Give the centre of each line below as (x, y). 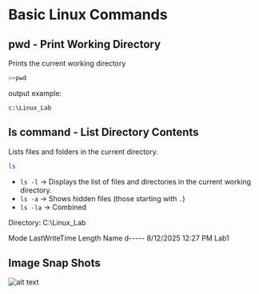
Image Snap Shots (55, 262)
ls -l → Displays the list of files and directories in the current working (135, 181)
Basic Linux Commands (88, 15)
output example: (35, 93)
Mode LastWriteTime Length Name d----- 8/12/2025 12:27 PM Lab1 (119, 238)
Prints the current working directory (67, 63)
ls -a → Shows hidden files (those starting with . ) (102, 198)
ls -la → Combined (53, 207)
